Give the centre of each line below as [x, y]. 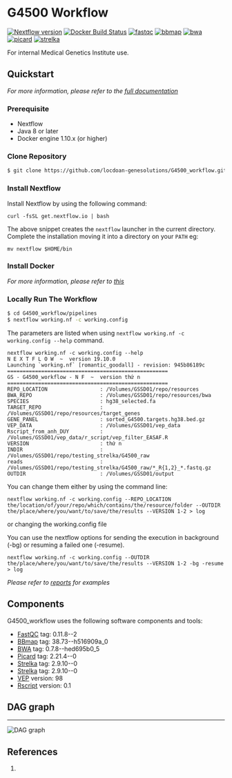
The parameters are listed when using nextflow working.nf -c [96, 333]
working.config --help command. [56, 340]
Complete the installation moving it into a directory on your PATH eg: [103, 236]
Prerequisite [28, 108]
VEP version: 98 [40, 678]
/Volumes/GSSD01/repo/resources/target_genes [74, 413]
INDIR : [55, 449]
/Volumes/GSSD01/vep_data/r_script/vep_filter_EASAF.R [88, 437]
